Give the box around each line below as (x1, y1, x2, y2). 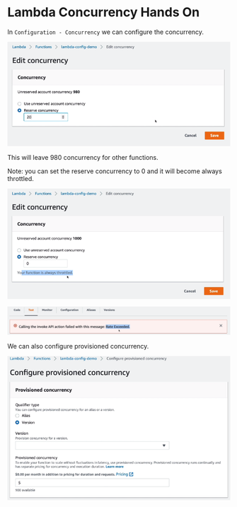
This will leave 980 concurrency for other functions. (7, 153, 158, 161)
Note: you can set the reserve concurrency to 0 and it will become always (7, 167, 223, 175)
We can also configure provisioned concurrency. (7, 342, 149, 351)
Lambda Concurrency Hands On (7, 4, 200, 21)
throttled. (7, 174, 34, 182)
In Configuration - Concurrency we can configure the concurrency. (7, 28, 204, 36)
